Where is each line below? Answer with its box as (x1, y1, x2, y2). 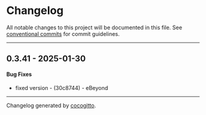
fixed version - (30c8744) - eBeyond (15, 84, 109, 91)
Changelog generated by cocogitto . (6, 102, 96, 109)
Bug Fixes (6, 71, 32, 78)
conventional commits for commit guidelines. (6, 30, 120, 37)
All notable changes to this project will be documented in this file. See (6, 24, 183, 31)
